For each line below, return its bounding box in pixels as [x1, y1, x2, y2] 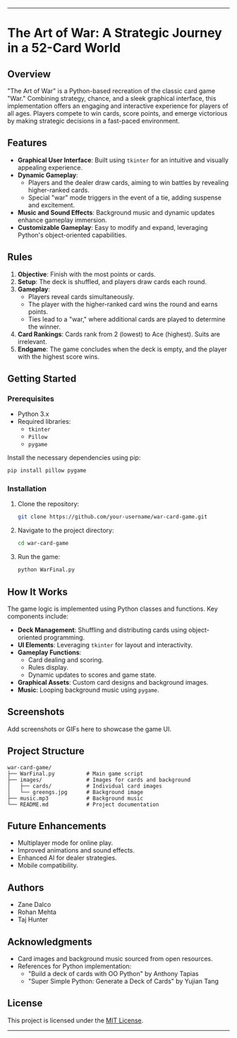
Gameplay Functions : [17, 648, 82, 657]
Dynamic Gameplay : [17, 171, 79, 179]
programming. [43, 633, 85, 642]
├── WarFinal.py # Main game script [7, 770, 143, 777]
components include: [7, 611, 69, 621]
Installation [7, 484, 47, 494]
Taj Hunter [17, 915, 48, 924]
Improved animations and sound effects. [17, 846, 135, 855]
